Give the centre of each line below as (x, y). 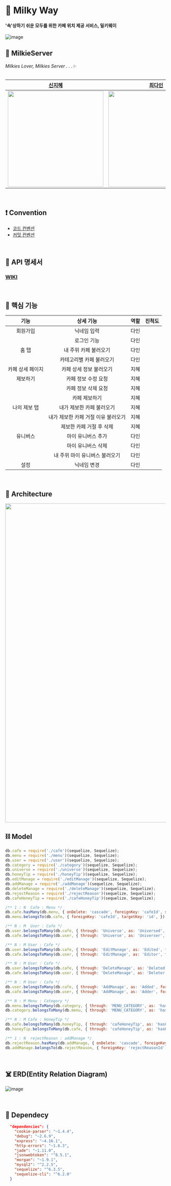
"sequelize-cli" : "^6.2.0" (43, 1174)
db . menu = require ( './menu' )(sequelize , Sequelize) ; (62, 855)
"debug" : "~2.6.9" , (35, 1136)
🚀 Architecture (29, 494)
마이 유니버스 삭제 (87, 446)
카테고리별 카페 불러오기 (87, 360)
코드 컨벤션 (24, 228)
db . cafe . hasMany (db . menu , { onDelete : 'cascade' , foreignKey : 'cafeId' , (84, 912)
